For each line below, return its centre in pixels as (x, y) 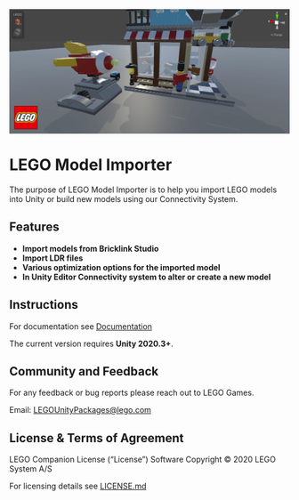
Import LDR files (53, 258)
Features (34, 227)
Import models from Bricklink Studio (90, 248)
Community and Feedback (84, 371)
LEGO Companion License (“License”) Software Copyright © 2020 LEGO (142, 460)
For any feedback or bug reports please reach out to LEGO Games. (132, 393)
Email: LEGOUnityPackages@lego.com (80, 410)
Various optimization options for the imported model (121, 267)
